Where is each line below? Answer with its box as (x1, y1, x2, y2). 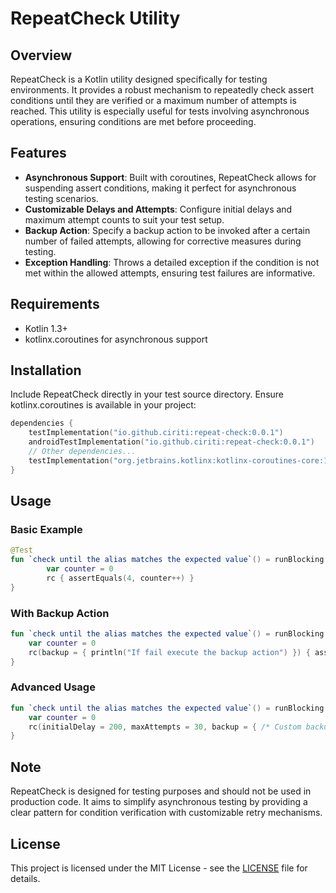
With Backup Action (10, 606, 110, 620)
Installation (10, 362, 82, 379)
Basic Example (10, 523, 83, 536)
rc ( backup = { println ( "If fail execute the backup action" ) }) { (28, 647, 311, 657)
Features (10, 145, 67, 162)
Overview (10, 47, 73, 64)
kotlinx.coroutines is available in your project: (10, 399, 197, 411)
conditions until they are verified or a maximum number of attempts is (10, 95, 297, 106)
